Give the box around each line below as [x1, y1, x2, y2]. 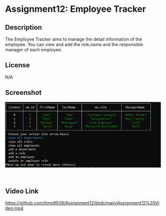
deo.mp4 [5, 205, 24, 211]
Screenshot [5, 88, 42, 97]
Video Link [5, 187, 39, 195]
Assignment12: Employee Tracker [5, 3, 146, 15]
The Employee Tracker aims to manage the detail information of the [5, 36, 142, 42]
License [5, 61, 30, 70]
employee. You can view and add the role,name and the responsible [5, 42, 143, 47]
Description [5, 23, 42, 32]
